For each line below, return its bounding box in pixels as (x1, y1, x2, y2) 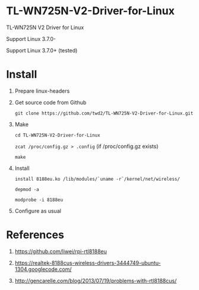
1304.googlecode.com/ (14, 266, 72, 273)
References (6, 228, 64, 242)
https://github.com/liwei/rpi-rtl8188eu (14, 248, 107, 255)
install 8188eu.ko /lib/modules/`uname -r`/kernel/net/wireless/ (14, 176, 180, 182)
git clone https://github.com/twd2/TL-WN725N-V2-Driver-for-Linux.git (14, 110, 194, 116)
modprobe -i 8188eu (14, 197, 64, 203)
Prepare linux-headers (14, 87, 70, 94)
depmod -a (14, 186, 40, 193)
